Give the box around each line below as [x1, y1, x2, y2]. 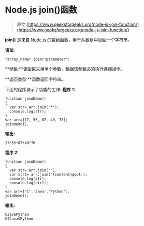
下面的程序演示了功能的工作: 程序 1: [5, 86, 76, 92]
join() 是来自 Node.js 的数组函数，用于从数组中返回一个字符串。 [5, 37, 132, 43]
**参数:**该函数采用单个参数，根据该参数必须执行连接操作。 [5, 66, 125, 72]
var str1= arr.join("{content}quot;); [9, 172, 88, 177]
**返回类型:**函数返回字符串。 [5, 76, 66, 82]
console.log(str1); [9, 180, 49, 185]
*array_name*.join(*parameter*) [5, 57, 70, 62]
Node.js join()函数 [5, 4, 77, 16]
